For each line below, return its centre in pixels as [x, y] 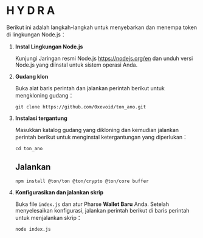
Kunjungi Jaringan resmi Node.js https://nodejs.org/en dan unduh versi [104, 58]
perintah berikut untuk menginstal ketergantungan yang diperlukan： [101, 137]
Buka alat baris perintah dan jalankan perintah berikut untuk [90, 88]
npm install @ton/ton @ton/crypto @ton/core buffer [82, 181]
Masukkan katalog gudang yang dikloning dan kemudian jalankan [97, 130]
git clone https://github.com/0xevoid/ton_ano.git [81, 107]
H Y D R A [31, 11]
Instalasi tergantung [41, 118]
